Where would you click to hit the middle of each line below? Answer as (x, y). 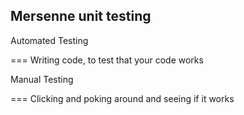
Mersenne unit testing (81, 16)
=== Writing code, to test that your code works (107, 60)
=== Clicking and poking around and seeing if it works (122, 98)
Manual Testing (42, 79)
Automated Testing (49, 40)
